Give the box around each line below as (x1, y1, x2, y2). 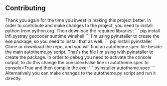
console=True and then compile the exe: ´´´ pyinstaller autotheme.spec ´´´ (5, 65, 156, 71)
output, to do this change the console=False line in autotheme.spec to (5, 59, 149, 65)
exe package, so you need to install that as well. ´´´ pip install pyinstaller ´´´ (5, 38, 158, 44)
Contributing (5, 4, 46, 12)
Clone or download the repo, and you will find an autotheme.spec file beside (5, 43, 162, 49)
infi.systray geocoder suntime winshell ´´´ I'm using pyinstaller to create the (5, 33, 160, 39)
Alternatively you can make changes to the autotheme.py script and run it (5, 70, 156, 76)
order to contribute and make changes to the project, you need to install (5, 22, 153, 28)
